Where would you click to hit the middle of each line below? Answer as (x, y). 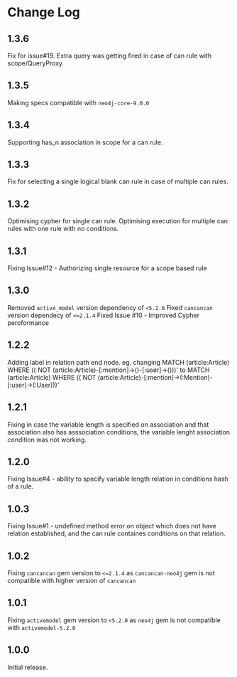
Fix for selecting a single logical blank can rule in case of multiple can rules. (118, 181)
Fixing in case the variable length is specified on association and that (108, 425)
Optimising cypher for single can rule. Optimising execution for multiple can (118, 221)
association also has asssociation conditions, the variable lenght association (119, 432)
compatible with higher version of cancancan (72, 580)
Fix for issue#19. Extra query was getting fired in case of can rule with (109, 55)
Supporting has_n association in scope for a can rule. (85, 142)
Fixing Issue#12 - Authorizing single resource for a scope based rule (107, 268)
